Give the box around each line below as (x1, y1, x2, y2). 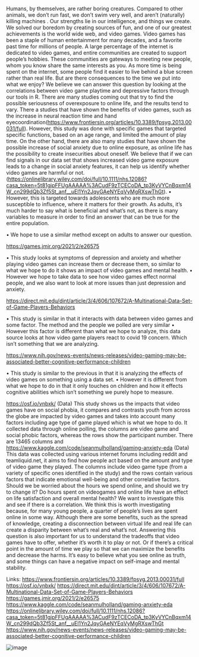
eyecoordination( (6, 119, 48, 125)
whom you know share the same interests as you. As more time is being (6, 62, 182, 69)
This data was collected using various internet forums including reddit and (6, 451, 188, 457)
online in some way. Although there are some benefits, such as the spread (6, 514, 188, 520)
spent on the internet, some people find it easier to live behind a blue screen (6, 68, 193, 75)
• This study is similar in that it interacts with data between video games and (6, 315, 194, 322)
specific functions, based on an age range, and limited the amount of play (6, 131, 187, 138)
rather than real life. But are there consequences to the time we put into (6, 74, 181, 81)
